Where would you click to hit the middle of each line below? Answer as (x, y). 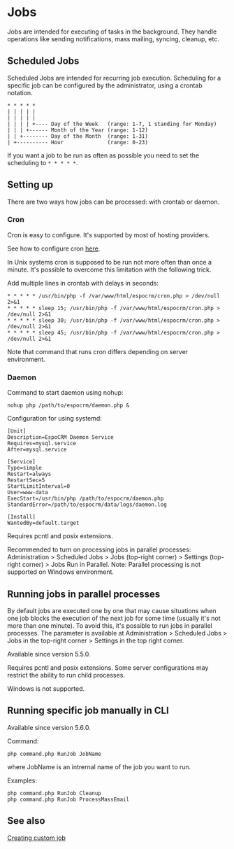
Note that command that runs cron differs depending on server (98, 351)
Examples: (22, 780)
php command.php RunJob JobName (54, 754)
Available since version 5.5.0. (49, 654)
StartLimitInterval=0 (39, 486)
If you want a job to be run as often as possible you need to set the (103, 155)
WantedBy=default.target (43, 523)
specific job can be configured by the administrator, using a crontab (105, 85)
